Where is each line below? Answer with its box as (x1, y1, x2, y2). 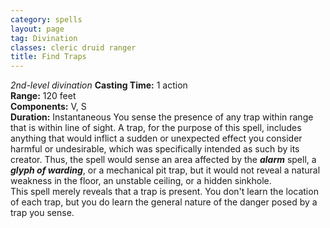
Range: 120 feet (10, 90, 77, 102)
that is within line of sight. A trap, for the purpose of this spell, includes (10, 122, 302, 134)
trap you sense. (10, 207, 75, 219)
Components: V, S (10, 101, 87, 113)
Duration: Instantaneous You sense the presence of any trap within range (10, 111, 314, 123)
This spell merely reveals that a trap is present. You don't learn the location (10, 186, 319, 198)
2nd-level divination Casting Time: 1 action (10, 79, 188, 91)
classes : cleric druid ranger (10, 42, 137, 53)
